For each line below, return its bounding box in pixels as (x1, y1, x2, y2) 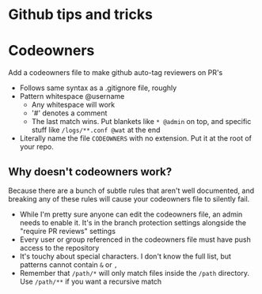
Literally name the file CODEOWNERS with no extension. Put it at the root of (19, 134, 252, 143)
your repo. (19, 142, 54, 152)
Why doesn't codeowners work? (8, 164, 173, 179)
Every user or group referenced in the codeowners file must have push (19, 235, 251, 244)
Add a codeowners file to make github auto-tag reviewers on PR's (8, 68, 223, 77)
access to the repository (19, 243, 100, 252)
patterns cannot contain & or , (19, 259, 118, 269)
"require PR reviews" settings (19, 226, 116, 236)
